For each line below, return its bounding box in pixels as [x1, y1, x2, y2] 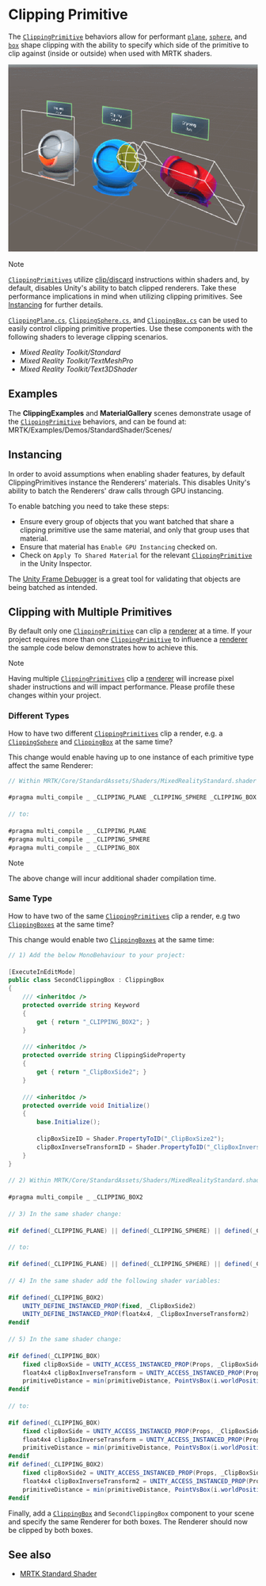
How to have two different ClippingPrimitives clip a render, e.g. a [8, 728, 223, 738]
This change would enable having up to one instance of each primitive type [8, 752, 254, 762]
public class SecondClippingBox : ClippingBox [8, 976, 165, 984]
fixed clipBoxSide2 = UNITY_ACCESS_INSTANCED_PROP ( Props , [22, 1469, 218, 1478]
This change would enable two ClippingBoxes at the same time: [8, 934, 215, 944]
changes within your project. [8, 690, 101, 700]
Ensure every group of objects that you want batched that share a [19, 516, 235, 526]
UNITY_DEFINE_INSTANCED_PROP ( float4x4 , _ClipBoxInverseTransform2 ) [22, 1310, 249, 1318]
